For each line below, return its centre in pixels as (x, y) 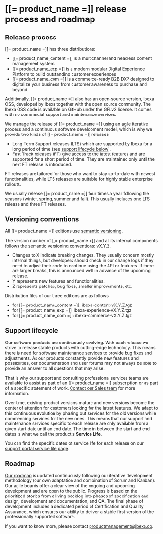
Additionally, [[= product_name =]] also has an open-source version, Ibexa (80, 99)
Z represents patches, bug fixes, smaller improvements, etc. (72, 286)
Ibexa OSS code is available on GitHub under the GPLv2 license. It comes (78, 109)
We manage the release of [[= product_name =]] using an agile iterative (77, 124)
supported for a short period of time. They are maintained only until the (83, 159)
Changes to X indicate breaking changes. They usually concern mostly (83, 255)
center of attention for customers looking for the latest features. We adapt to (81, 408)
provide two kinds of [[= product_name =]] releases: (58, 134)
